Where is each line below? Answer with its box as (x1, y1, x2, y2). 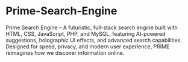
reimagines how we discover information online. (5, 49, 125, 56)
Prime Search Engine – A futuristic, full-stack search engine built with (5, 24, 178, 31)
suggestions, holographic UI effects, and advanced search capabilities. (5, 36, 182, 44)
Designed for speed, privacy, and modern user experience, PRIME (5, 43, 170, 50)
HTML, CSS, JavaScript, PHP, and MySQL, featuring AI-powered (5, 30, 166, 37)
